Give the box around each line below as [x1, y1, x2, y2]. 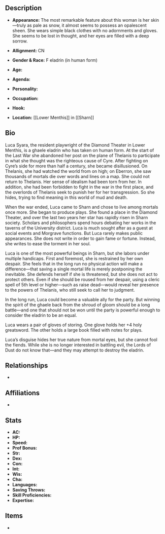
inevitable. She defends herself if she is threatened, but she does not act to [5, 271, 158, 277]
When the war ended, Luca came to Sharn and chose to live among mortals [5, 204, 159, 210]
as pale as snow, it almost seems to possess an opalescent [27, 22, 147, 28]
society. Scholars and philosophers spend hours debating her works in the [5, 220, 156, 226]
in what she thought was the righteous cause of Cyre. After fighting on [5, 157, 148, 163]
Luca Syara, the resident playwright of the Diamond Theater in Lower [5, 142, 145, 148]
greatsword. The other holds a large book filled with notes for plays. [5, 327, 143, 333]
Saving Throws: [12, 487, 46, 493]
